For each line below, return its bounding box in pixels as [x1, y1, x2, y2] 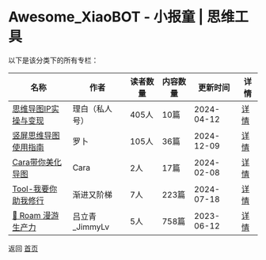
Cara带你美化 [12, 156, 62, 168]
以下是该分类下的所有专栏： [8, 55, 99, 65]
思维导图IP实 [12, 103, 59, 114]
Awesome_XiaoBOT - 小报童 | [8, 8, 204, 26]
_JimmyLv [72, 221, 110, 232]
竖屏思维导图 [12, 130, 61, 141]
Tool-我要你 [12, 183, 58, 194]
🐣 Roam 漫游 [12, 209, 59, 220]
